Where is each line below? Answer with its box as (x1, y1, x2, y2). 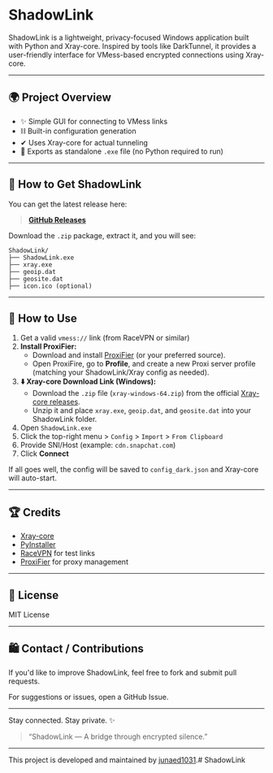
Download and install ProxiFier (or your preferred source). (32, 350, 226, 360)
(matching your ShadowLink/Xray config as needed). (32, 367, 210, 377)
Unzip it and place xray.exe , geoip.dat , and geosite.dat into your (32, 406, 252, 415)
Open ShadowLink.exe (19, 423, 92, 432)
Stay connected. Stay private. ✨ (8, 715, 115, 725)
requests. (8, 676, 41, 686)
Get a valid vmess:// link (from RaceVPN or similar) (19, 333, 190, 343)
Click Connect (19, 449, 69, 458)
